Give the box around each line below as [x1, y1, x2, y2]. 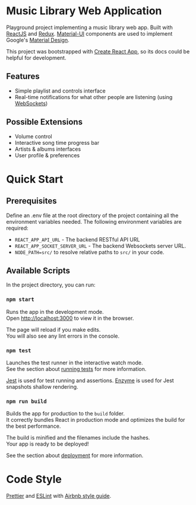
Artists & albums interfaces [14, 145, 81, 153]
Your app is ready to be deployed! [6, 440, 89, 447]
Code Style [6, 473, 62, 486]
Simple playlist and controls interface [14, 87, 106, 94]
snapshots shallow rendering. [6, 383, 78, 390]
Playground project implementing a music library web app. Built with [6, 24, 173, 31]
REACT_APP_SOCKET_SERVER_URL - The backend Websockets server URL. [14, 242, 186, 249]
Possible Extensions [6, 117, 83, 127]
